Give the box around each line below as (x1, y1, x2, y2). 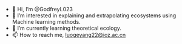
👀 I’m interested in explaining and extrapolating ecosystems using (12, 12, 177, 19)
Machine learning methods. (12, 18, 81, 25)
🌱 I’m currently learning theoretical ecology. (12, 24, 121, 32)
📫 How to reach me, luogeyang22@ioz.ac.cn (12, 32, 126, 38)
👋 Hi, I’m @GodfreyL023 (12, 6, 73, 12)
